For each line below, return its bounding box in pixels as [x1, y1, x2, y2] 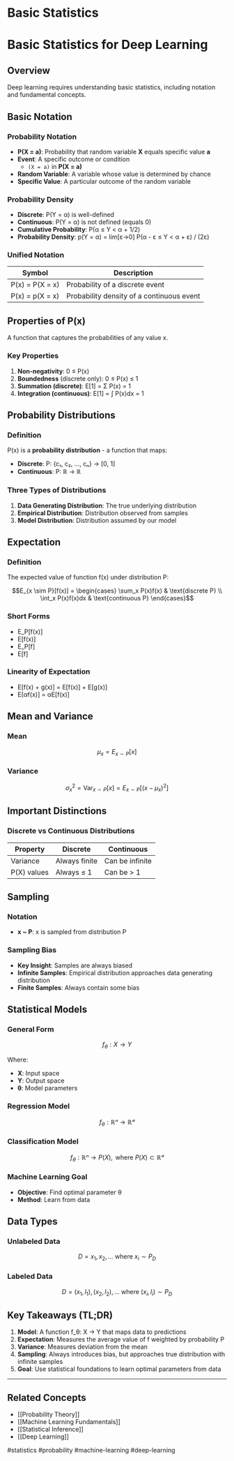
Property [15, 844, 45, 854]
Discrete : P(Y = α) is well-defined [17, 211, 115, 219]
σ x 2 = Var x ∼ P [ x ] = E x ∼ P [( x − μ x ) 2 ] [65, 782, 169, 794]
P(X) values [10, 867, 49, 877]
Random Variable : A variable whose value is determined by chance [17, 170, 211, 178]
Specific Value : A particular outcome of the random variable [17, 177, 192, 186]
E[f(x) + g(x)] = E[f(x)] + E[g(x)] [17, 683, 108, 691]
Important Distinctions [7, 805, 107, 817]
